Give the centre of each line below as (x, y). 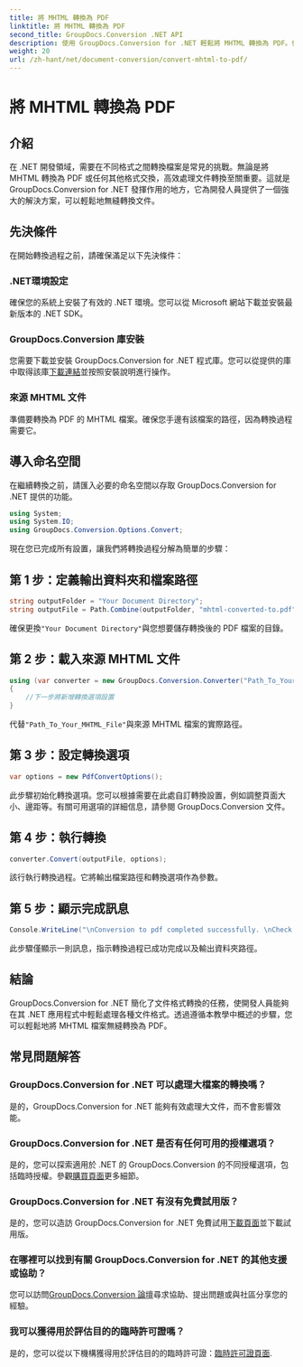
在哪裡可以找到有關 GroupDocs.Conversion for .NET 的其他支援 (148, 1259)
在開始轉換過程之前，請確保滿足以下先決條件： (96, 255)
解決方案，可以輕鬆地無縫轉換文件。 (92, 201)
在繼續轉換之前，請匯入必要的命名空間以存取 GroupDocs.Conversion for (143, 485)
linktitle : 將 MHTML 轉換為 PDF (68, 26)
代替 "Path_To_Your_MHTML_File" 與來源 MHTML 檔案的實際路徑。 (129, 725)
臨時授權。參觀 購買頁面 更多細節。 (80, 1175)
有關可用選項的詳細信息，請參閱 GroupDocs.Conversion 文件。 (173, 806)
